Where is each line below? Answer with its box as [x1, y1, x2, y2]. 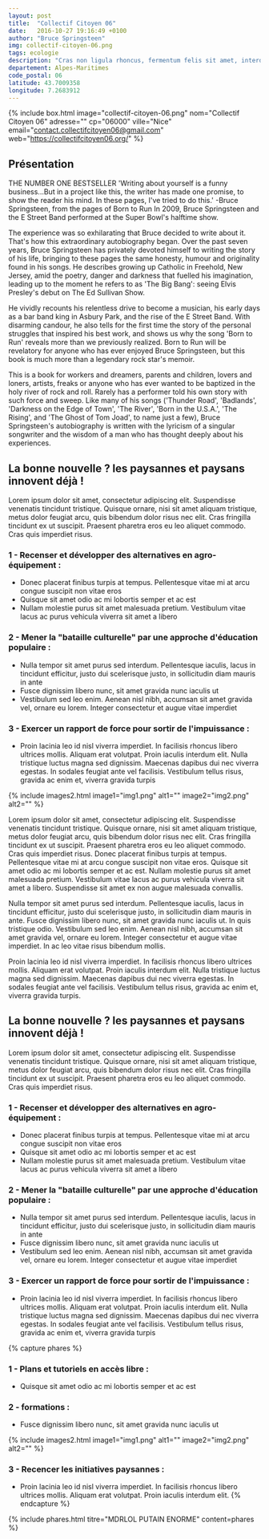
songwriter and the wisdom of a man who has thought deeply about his [8, 430, 244, 440]
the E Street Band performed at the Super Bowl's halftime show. [8, 213, 219, 222]
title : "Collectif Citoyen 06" [8, 19, 116, 27]
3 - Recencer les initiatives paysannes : [8, 1464, 165, 1475]
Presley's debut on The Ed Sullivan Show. [8, 288, 146, 298]
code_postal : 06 [8, 71, 62, 79]
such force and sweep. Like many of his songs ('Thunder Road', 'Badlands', [8, 396, 257, 405]
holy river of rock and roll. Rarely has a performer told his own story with [8, 387, 247, 397]
